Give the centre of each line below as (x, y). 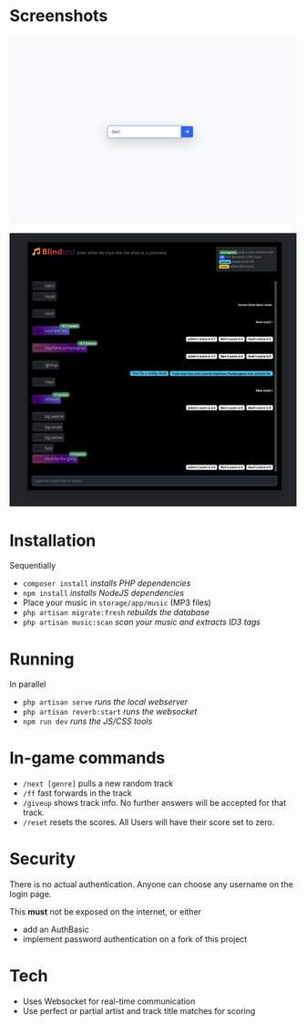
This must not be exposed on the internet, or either (106, 912)
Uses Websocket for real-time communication (109, 1001)
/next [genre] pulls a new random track (98, 784)
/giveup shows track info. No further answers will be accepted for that (154, 803)
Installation (53, 540)
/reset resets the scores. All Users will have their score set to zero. (148, 822)
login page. (31, 894)
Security (42, 859)
